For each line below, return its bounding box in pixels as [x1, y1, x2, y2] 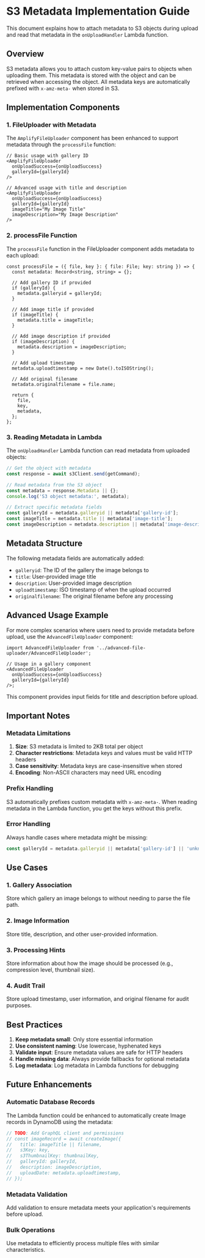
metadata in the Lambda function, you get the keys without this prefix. [6, 805, 183, 812]
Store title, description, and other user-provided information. [6, 930, 158, 937]
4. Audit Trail [6, 981, 46, 989]
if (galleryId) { [12, 285, 56, 291]
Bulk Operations [6, 1226, 56, 1234]
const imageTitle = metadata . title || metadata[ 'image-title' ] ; [6, 516, 173, 522]
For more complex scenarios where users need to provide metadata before [6, 626, 195, 634]
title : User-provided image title [15, 573, 96, 580]
